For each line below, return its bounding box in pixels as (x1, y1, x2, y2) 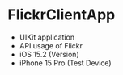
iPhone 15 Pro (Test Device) (19, 58, 112, 68)
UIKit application (19, 32, 74, 42)
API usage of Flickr (19, 40, 83, 50)
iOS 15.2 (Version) (19, 49, 79, 59)
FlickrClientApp (7, 6, 116, 24)
